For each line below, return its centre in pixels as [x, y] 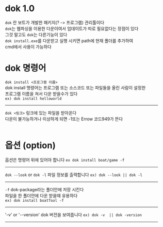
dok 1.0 [20, 8]
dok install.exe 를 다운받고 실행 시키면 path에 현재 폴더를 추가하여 [69, 41]
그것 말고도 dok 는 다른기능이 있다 [36, 34]
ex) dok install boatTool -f [34, 200]
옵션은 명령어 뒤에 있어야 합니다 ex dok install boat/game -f [65, 160]
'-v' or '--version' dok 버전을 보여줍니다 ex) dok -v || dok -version [73, 214]
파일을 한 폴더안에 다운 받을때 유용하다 [41, 195]
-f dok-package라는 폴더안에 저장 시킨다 [44, 189]
